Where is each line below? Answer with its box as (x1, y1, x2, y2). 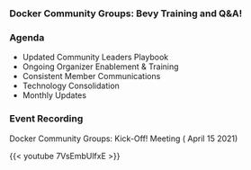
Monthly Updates (22, 90, 87, 101)
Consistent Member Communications (22, 71, 161, 82)
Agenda (9, 31, 45, 43)
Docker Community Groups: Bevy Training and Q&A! (9, 7, 243, 20)
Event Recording (9, 112, 84, 125)
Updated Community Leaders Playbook (22, 52, 169, 63)
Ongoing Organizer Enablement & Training (22, 61, 179, 72)
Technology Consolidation (22, 80, 120, 92)
